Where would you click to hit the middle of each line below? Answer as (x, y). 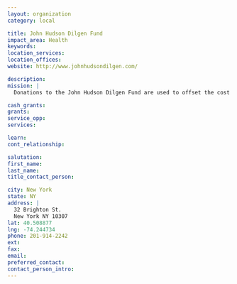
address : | (23, 203)
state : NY (22, 197)
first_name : (25, 164)
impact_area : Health (38, 40)
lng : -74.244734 (31, 229)
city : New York (30, 190)
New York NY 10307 (41, 216)
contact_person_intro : (41, 269)
